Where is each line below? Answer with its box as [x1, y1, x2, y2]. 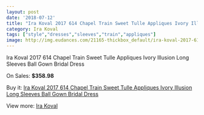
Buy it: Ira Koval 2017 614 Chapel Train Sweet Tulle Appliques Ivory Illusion [6, 84, 192, 91]
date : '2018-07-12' [6, 15, 56, 21]
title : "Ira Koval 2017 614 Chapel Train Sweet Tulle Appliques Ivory [6, 20, 189, 26]
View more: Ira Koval [6, 102, 58, 110]
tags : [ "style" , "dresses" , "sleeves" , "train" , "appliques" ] [6, 32, 156, 38]
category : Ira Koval [6, 26, 59, 32]
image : [6, 37, 23, 43]
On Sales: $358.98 [6, 72, 55, 79]
